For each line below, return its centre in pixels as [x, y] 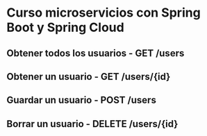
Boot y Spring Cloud [65, 27]
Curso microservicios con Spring [104, 13]
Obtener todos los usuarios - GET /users [96, 53]
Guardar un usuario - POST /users [82, 100]
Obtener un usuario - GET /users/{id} [89, 77]
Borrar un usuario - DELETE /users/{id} [92, 124]
